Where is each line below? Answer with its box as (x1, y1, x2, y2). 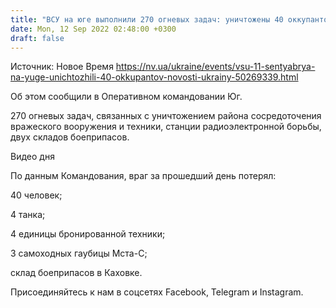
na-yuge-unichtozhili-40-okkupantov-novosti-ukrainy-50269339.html (10, 71, 299, 83)
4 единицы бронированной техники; (10, 228, 166, 240)
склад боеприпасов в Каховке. (10, 267, 143, 279)
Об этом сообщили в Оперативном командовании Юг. (10, 91, 243, 103)
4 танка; (10, 209, 46, 221)
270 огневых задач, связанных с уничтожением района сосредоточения (10, 110, 322, 122)
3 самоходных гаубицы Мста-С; (10, 247, 148, 260)
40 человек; (10, 189, 63, 201)
